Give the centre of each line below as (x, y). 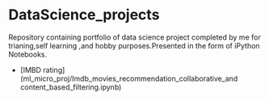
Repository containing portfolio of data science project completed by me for (134, 37)
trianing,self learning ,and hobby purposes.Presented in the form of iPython (134, 45)
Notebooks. (28, 54)
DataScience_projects (84, 15)
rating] (54, 69)
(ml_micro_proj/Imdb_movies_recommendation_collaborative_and (129, 78)
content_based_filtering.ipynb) (71, 87)
